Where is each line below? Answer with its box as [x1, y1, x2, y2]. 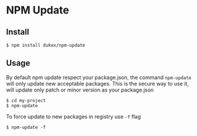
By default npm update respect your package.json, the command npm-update [6, 74, 192, 81]
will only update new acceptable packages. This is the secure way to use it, [6, 80, 189, 87]
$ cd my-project [6, 97, 46, 103]
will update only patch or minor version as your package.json [6, 86, 154, 93]
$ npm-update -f [6, 124, 46, 130]
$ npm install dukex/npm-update [6, 42, 85, 48]
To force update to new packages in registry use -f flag [6, 113, 141, 120]
